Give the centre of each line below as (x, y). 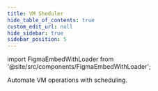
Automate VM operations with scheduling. (67, 80)
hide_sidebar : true (35, 33)
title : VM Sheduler (35, 14)
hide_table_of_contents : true (51, 20)
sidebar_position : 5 (37, 40)
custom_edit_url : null (40, 26)
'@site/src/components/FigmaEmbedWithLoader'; (79, 67)
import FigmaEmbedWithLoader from (61, 59)
